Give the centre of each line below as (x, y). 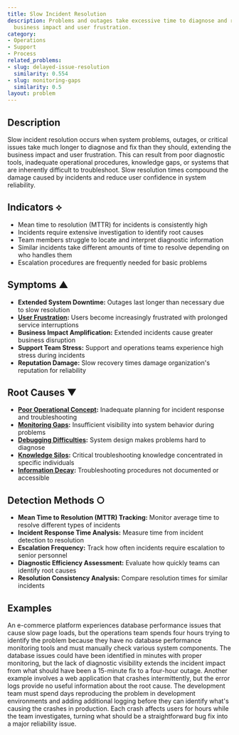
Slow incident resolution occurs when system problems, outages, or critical (118, 139)
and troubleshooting (47, 417)
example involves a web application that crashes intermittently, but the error (119, 678)
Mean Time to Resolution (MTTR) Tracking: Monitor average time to (118, 518)
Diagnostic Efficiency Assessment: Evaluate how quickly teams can (119, 563)
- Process (22, 54)
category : (22, 34)
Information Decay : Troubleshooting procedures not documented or (118, 471)
